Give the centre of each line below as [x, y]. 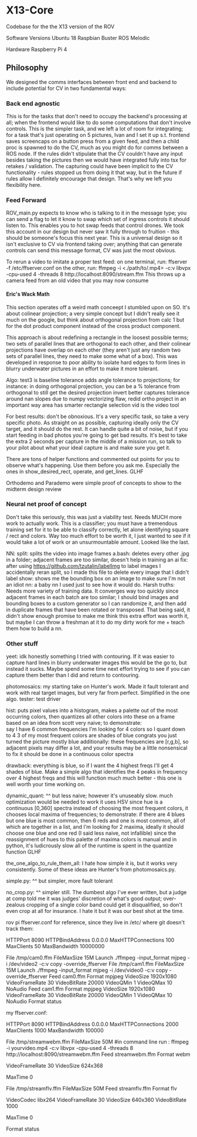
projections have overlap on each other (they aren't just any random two [93, 350]
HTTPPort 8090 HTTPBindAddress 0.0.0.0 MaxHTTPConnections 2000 [92, 1024]
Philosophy [27, 68]
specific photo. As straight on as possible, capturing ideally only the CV [92, 422]
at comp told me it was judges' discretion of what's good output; [84, 899]
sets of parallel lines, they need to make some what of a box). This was [92, 356]
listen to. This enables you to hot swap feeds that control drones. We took [95, 225]
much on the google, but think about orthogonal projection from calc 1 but [95, 320]
